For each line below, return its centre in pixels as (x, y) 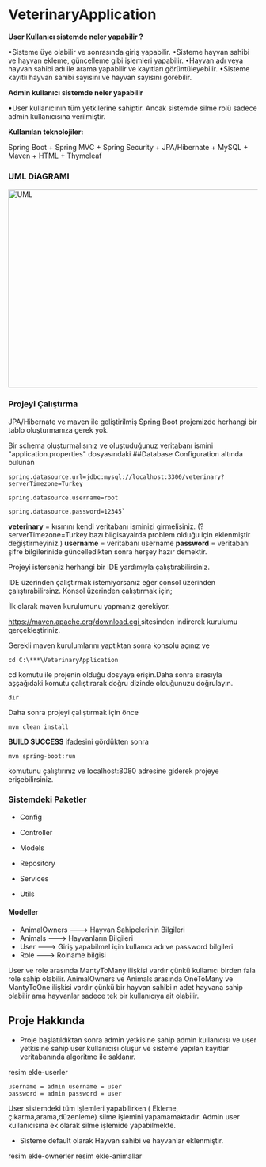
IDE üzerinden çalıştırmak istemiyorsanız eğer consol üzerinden (112, 582)
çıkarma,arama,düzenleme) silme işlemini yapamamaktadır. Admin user (124, 1116)
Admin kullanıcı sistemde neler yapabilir (76, 92)
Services (34, 878)
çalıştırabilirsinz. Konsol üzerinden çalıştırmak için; (90, 591)
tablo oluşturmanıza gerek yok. (59, 429)
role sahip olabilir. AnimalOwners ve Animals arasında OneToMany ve (121, 979)
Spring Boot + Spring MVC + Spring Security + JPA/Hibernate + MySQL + (128, 147)
